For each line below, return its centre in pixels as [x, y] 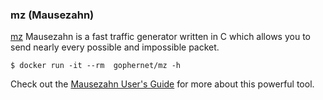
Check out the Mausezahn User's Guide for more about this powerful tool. [162, 84]
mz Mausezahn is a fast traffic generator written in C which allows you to [160, 37]
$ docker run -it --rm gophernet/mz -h [96, 66]
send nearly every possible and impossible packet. [115, 47]
